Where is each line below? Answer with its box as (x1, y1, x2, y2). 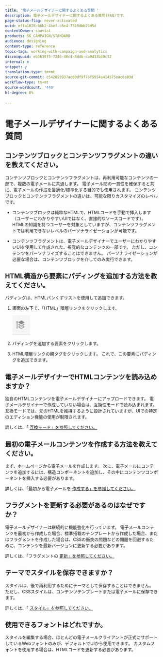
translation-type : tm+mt (5, 70, 55, 75)
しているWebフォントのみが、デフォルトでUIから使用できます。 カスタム (5, 640, 150, 646)
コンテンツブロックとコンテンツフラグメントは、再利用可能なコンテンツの (5, 175, 154, 180)
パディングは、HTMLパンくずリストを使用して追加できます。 (5, 295, 127, 301)
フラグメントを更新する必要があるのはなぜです (5, 501, 146, 510)
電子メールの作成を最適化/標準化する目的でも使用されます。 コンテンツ (13, 187, 156, 193)
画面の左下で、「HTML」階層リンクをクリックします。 (12, 305, 120, 311)
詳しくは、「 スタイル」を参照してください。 (5, 605, 94, 611)
